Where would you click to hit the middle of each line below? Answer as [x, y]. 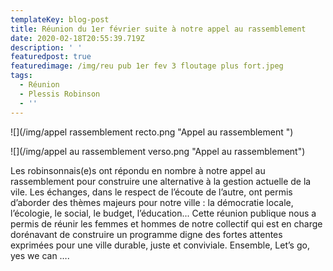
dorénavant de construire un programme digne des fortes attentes [146, 234]
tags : [21, 76]
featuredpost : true [51, 57]
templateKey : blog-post [60, 19]
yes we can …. [40, 255]
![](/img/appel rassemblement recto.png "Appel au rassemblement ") [152, 132]
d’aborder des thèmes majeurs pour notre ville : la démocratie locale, [152, 202]
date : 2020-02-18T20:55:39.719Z [77, 38]
